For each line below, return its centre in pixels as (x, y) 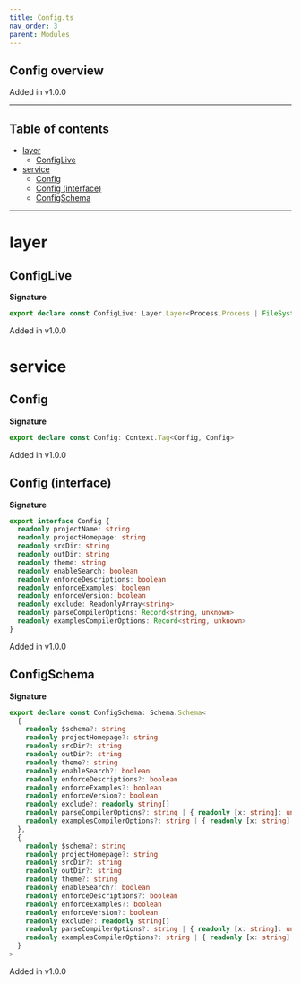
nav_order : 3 (34, 26)
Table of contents (59, 129)
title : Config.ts (42, 17)
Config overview (57, 70)
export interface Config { (60, 521)
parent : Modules (39, 34)
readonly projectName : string (73, 530)
